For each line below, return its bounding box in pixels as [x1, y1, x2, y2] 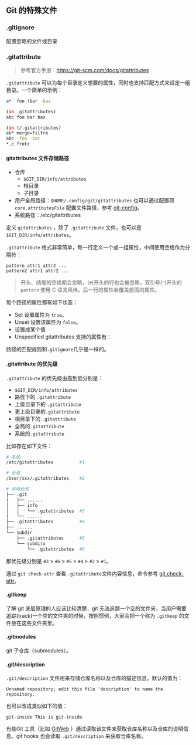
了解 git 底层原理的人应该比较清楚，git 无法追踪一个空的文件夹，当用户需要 [6, 605, 187, 612]
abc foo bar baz [6, 114, 46, 120]
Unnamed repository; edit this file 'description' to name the [6, 686, 164, 692]
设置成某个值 [14, 326, 46, 333]
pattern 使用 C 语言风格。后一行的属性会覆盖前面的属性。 [20, 286, 160, 293]
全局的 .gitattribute [14, 422, 64, 429]
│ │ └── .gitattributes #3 [6, 508, 85, 514]
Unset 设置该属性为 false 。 [14, 319, 81, 326]
